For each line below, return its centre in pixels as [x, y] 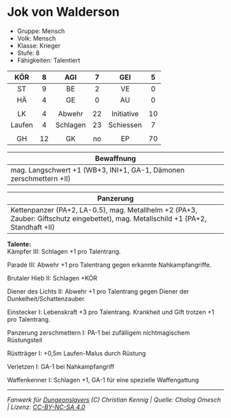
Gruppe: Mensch [41, 31]
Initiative [125, 113]
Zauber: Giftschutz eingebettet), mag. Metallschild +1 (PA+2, [109, 219]
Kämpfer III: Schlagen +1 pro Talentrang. [64, 251]
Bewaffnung [115, 158]
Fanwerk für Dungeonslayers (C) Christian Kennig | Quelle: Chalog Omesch [114, 399]
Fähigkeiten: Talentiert [48, 60]
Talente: [19, 244]
